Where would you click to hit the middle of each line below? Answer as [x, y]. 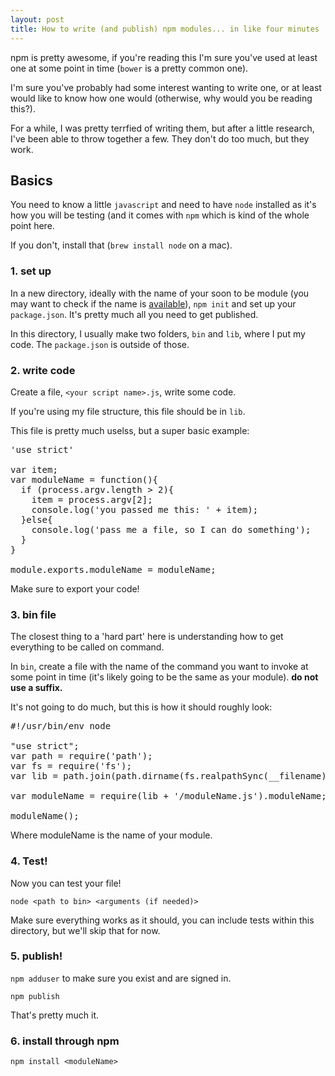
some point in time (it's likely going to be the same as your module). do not [164, 677]
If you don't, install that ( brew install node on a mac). [121, 245]
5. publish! [36, 956]
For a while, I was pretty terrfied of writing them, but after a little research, [162, 128]
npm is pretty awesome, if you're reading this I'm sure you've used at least [164, 57]
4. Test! [29, 861]
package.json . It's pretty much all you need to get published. [134, 314]
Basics [31, 180]
